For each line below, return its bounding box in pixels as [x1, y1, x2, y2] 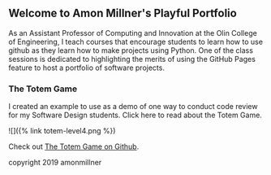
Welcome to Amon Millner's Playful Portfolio [8, 7, 237, 20]
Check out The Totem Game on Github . [8, 142, 140, 151]
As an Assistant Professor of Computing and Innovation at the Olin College [8, 28, 257, 37]
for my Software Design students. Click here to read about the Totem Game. [8, 110, 262, 120]
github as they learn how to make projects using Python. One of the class [8, 45, 254, 55]
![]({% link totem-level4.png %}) [8, 126, 116, 136]
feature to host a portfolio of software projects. [8, 63, 165, 72]
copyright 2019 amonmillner [8, 158, 102, 168]
